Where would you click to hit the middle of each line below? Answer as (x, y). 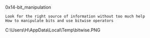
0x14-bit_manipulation (28, 7)
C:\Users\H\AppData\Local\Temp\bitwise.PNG (53, 30)
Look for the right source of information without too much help (75, 16)
